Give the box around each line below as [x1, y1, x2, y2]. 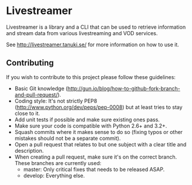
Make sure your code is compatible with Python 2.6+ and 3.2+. [14, 122, 167, 129]
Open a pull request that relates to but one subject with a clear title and [14, 141, 187, 148]
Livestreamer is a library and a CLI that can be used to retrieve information [6, 23, 186, 30]
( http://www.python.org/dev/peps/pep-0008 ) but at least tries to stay [14, 104, 183, 111]
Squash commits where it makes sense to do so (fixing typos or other [14, 128, 183, 135]
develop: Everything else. [23, 172, 85, 179]
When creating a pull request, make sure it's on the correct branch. [14, 153, 177, 160]
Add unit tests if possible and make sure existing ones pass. [14, 116, 160, 123]
